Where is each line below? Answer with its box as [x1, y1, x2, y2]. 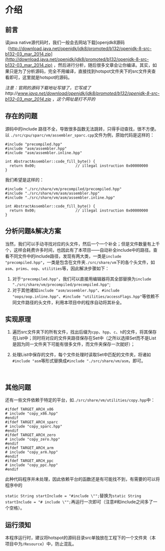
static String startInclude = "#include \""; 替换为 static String [5, 493, 141, 499]
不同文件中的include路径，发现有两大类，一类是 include [9, 253, 122, 259]
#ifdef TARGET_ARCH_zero [5, 433, 56, 438]
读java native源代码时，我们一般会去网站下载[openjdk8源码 [5, 40, 125, 45]
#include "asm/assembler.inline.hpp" [5, 150, 82, 155]
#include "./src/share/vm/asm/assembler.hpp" [5, 191, 100, 196]
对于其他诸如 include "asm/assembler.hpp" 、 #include [12, 287, 120, 293]
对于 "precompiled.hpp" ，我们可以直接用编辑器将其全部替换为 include [12, 276, 151, 282]
